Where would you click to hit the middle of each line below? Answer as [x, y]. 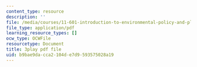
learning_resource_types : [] [42, 33]
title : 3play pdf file [34, 50]
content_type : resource [35, 11]
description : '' [26, 17]
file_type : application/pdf [40, 28]
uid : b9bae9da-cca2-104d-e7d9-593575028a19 [60, 55]
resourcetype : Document [35, 44]
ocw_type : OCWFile [28, 38]
